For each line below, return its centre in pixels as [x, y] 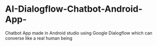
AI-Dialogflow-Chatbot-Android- [74, 9]
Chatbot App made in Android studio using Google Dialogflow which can [79, 33]
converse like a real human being [39, 38]
